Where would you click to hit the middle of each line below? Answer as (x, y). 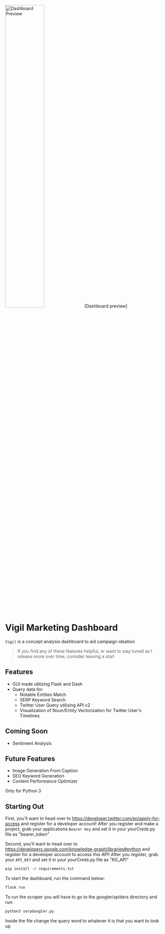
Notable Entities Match (43, 694)
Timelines (30, 716)
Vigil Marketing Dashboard (61, 628)
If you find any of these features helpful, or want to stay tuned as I (85, 651)
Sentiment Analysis (32, 743)
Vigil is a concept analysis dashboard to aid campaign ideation (70, 641)
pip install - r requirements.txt (40, 869)
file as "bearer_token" (27, 834)
